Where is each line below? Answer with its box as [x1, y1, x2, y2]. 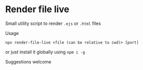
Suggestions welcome [5, 58, 52, 64]
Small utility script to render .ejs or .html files [5, 20, 101, 26]
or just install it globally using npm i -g [5, 49, 85, 55]
